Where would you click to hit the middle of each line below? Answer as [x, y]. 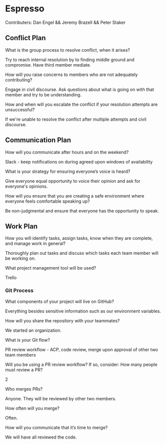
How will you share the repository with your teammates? [62, 320]
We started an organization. [33, 330]
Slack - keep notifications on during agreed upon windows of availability [79, 161]
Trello [11, 278]
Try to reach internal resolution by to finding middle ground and [70, 60]
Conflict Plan [26, 38]
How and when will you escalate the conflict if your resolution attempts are [81, 104]
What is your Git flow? [28, 340]
